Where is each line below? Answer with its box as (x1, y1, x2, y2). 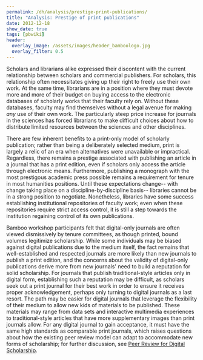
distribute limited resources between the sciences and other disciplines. (6, 123, 186, 131)
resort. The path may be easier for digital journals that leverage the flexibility (6, 295, 198, 302)
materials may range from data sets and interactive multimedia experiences (6, 308, 195, 315)
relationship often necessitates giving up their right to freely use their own (6, 78, 191, 85)
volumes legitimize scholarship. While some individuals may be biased (6, 237, 182, 244)
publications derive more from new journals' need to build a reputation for (6, 262, 191, 270)
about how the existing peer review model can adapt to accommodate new (6, 333, 193, 341)
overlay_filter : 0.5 (12, 49, 64, 55)
